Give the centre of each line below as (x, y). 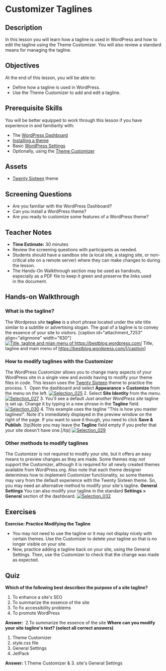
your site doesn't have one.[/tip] (38, 430)
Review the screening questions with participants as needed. (75, 250)
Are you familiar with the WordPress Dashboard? (62, 206)
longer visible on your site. (40, 544)
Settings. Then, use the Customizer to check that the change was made (86, 555)
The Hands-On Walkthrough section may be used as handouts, (77, 271)
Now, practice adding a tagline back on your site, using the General (81, 549)
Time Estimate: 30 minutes (40, 244)
